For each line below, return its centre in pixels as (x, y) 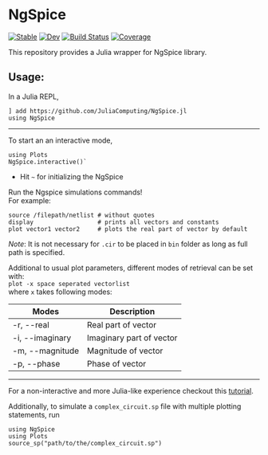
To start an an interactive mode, (61, 140)
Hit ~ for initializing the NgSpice (71, 176)
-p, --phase (36, 363)
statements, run (34, 414)
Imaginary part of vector (132, 338)
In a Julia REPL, (33, 96)
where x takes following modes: (61, 292)
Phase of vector (116, 363)
